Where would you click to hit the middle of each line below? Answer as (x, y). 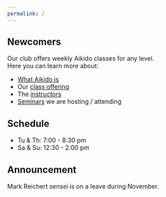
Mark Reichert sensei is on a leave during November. (83, 187)
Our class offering (43, 87)
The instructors (39, 94)
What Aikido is (38, 79)
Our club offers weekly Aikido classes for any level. (81, 58)
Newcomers (34, 42)
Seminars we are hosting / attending (69, 102)
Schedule (29, 124)
